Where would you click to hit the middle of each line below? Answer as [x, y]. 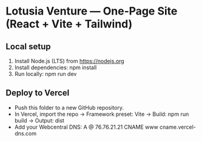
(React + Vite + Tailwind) [69, 24]
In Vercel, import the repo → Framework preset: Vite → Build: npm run [102, 114]
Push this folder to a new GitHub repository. [69, 107]
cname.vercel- [178, 127]
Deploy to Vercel [38, 93]
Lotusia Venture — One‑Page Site [92, 11]
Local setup [28, 46]
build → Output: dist [39, 120]
